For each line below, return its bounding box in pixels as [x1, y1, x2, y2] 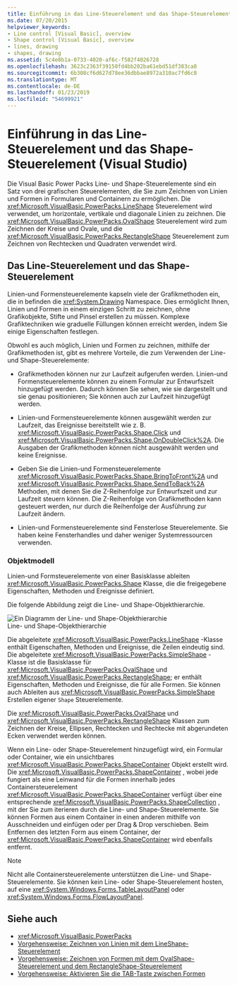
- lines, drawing [7, 43, 59, 50]
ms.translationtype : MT [7, 76, 78, 83]
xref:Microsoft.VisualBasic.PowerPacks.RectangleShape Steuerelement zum [7, 232, 229, 240]
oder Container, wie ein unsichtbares [7, 753, 114, 761]
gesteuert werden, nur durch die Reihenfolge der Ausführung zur [17, 502, 207, 511]
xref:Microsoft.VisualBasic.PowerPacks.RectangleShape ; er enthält [7, 673, 202, 681]
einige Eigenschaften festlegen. [7, 327, 99, 335]
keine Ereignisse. [17, 450, 68, 459]
